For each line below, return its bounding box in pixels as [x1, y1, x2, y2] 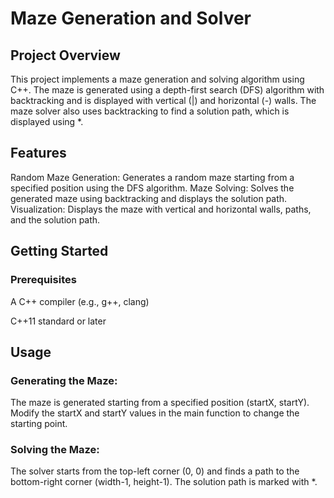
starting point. [10, 418, 68, 430]
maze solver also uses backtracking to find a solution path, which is [10, 105, 290, 117]
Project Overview [10, 47, 121, 64]
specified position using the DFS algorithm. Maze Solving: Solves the [10, 182, 295, 194]
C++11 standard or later [10, 315, 107, 327]
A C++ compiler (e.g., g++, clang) [10, 295, 150, 307]
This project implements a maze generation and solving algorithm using [10, 73, 305, 85]
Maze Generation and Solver [10, 7, 252, 30]
